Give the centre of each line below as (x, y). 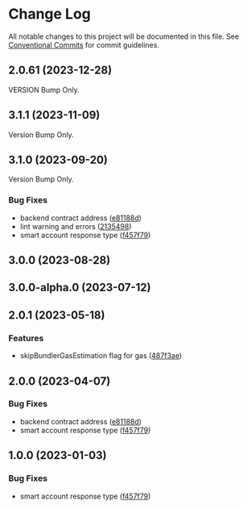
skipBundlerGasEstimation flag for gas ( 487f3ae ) (101, 356)
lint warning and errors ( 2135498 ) (76, 226)
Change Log (49, 14)
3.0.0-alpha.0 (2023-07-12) (80, 288)
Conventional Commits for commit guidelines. (84, 44)
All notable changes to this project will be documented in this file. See (124, 36)
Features (26, 338)
